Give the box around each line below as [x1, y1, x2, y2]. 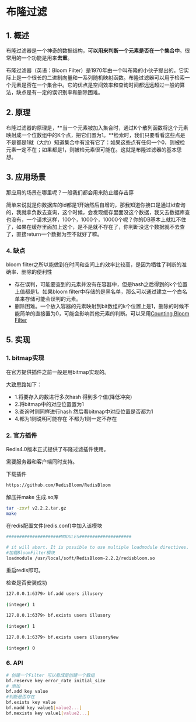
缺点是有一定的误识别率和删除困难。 [16, 89, 103, 95]
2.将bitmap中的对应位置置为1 [14, 400, 85, 407]
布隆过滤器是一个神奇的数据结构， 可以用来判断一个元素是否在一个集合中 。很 [6, 47, 190, 54]
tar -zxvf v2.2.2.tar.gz [6, 505, 66, 511]
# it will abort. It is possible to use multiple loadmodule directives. [6, 545, 190, 551]
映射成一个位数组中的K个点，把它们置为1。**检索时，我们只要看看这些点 [6, 131, 181, 138]
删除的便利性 [21, 268, 52, 275]
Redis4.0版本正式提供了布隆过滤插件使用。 [6, 445, 109, 452]
